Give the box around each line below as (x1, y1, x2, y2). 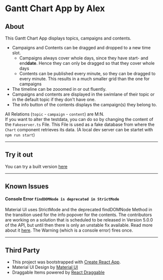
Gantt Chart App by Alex (5, 3, 105, 14)
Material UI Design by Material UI (12, 264, 79, 270)
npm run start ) (5, 132, 35, 138)
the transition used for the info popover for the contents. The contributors (5, 212, 152, 218)
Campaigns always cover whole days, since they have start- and (19, 55, 148, 61)
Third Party (5, 246, 40, 254)
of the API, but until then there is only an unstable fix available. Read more (5, 222, 153, 228)
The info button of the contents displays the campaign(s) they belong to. (12, 102, 157, 107)
